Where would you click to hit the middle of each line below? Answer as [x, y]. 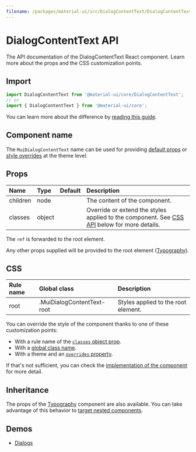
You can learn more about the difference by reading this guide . [81, 117]
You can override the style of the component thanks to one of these [87, 324]
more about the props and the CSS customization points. [74, 63]
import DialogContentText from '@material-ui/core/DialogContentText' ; [95, 95]
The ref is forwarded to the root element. [55, 239]
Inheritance [27, 390]
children [20, 200]
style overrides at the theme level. [47, 155]
